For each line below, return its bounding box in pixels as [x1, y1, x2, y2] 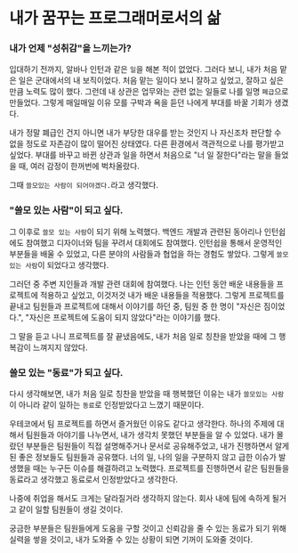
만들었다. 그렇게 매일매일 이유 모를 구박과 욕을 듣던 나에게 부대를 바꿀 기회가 [9, 97, 273, 108]
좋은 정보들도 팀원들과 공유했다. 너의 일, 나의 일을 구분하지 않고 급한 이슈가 [18, 451, 278, 463]
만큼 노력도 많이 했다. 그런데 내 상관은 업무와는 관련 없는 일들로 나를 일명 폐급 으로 [9, 86, 289, 97]
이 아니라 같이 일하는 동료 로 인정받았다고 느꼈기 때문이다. [9, 400, 205, 411]
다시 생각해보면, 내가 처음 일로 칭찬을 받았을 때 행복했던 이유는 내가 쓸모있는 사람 [9, 388, 285, 399]
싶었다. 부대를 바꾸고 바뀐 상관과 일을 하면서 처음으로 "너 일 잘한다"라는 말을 [9, 150, 273, 160]
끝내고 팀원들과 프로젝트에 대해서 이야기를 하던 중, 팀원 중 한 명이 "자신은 [9, 300, 262, 312]
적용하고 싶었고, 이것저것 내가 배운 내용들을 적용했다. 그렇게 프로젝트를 [39, 289, 285, 300]
